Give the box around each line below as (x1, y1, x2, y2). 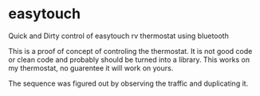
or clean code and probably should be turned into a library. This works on (8, 55, 250, 64)
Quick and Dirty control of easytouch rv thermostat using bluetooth (8, 31, 229, 40)
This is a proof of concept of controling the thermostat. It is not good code (8, 46, 253, 56)
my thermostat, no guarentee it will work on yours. (8, 63, 174, 72)
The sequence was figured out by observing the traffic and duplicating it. (8, 79, 249, 88)
